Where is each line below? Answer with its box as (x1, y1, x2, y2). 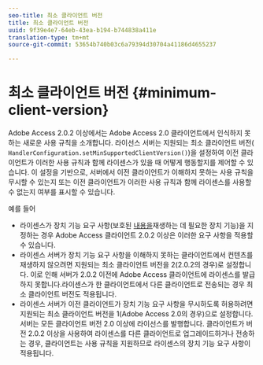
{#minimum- (131, 84, 217, 102)
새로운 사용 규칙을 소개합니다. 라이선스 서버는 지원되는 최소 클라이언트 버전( (22, 138, 254, 148)
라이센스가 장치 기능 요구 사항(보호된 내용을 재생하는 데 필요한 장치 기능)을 (19, 221, 246, 230)
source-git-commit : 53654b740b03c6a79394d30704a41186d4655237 (8, 41, 217, 49)
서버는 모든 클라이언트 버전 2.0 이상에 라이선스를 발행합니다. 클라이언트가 (19, 319, 245, 329)
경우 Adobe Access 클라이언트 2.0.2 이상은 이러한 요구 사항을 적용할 (40, 230, 254, 240)
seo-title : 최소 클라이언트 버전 (8, 11, 103, 20)
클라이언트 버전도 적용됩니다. (28, 289, 117, 299)
